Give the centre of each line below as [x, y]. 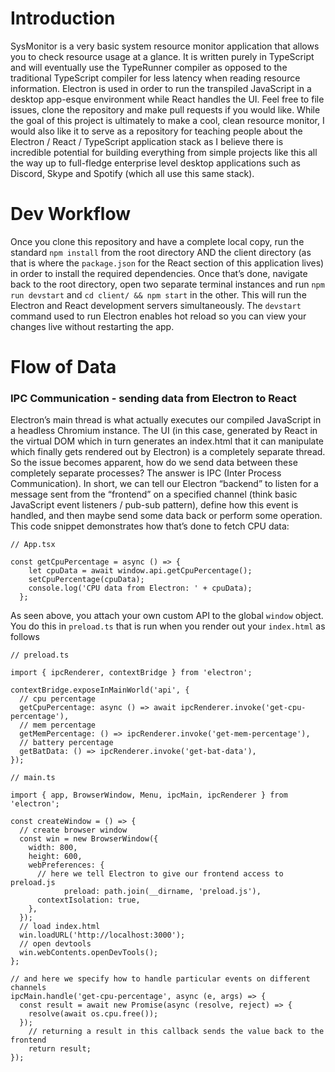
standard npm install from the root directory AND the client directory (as [161, 252]
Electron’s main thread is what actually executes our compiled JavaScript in [166, 420]
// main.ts [33, 778]
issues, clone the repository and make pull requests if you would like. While [165, 109]
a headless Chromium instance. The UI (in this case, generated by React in [164, 431]
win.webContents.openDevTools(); [89, 953]
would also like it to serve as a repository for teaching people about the [156, 131]
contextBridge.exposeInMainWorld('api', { [100, 690]
